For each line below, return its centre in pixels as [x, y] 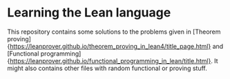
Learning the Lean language [89, 13]
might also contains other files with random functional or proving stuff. [107, 68]
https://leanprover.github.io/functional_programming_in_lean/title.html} [110, 60]
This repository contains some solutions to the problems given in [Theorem [114, 32]
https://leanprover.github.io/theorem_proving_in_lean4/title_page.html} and [116, 46]
